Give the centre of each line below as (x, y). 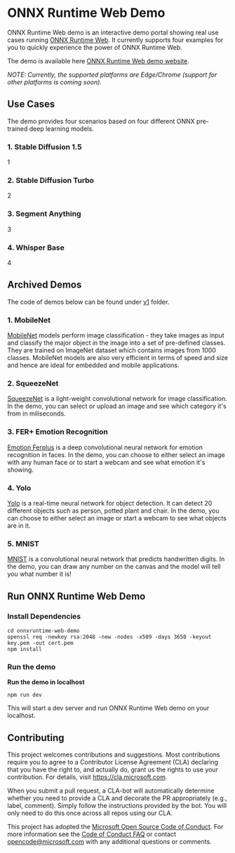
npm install (25, 649)
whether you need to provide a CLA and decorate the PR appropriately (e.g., (117, 798)
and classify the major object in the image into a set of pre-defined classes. (116, 343)
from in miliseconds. (37, 413)
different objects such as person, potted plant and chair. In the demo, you (113, 511)
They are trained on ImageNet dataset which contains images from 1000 (112, 350)
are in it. (19, 525)
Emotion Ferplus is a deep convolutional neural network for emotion (105, 447)
